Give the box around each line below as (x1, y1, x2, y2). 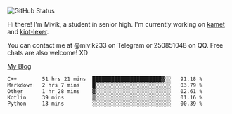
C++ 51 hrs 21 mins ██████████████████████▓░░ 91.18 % (7, 76, 202, 83)
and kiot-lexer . (7, 28, 49, 36)
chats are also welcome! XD (7, 49, 89, 57)
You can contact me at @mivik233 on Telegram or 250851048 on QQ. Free (7, 41, 224, 49)
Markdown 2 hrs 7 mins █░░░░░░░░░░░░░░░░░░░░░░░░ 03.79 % (7, 82, 202, 89)
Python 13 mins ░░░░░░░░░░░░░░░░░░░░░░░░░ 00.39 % (7, 100, 202, 107)
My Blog (7, 62, 32, 70)
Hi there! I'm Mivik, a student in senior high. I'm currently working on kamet (7, 20, 225, 28)
